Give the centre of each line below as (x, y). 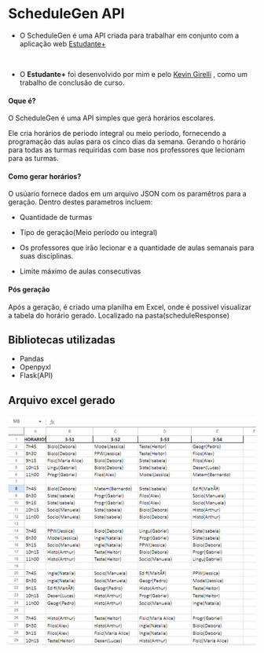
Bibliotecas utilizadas (62, 340)
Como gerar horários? (45, 176)
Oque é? (22, 101)
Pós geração (29, 289)
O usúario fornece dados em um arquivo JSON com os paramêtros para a (127, 194)
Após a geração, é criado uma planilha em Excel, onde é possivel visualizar (130, 306)
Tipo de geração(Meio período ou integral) (88, 233)
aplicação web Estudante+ (62, 43)
